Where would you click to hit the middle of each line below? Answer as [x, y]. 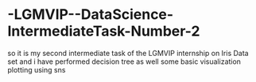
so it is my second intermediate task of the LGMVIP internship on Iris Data [128, 53]
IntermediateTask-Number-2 [104, 31]
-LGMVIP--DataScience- [91, 15]
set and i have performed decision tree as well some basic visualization [124, 61]
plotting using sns [37, 69]
